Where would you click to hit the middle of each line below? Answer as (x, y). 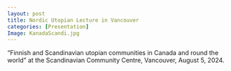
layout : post (26, 14)
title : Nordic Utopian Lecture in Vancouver (73, 20)
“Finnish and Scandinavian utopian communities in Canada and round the (113, 53)
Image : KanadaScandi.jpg (43, 33)
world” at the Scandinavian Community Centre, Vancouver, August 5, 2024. (116, 61)
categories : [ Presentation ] (48, 26)
